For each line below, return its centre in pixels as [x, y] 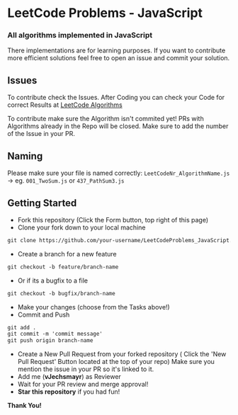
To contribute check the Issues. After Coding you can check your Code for [116, 98]
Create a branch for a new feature [67, 254]
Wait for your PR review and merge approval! [83, 385]
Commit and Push [44, 314]
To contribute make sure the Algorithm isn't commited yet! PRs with [106, 119]
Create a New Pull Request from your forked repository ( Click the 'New [122, 354]
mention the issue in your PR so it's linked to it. [86, 369]
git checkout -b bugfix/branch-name [61, 293]
